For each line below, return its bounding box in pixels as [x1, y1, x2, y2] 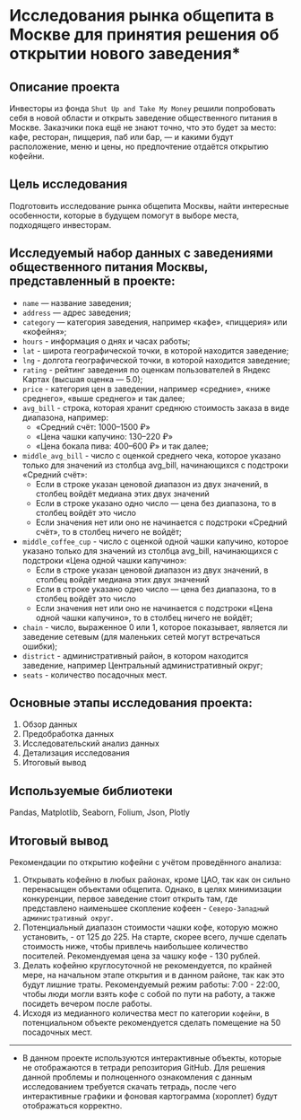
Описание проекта [9, 79, 120, 94]
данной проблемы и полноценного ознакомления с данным [21, 1072, 253, 1082]
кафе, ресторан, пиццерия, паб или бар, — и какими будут [9, 132, 234, 142]
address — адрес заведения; [21, 307, 132, 318]
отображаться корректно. [21, 1100, 123, 1111]
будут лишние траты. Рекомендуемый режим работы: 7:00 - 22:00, [21, 979, 280, 990]
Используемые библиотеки [9, 783, 173, 799]
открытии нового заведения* [9, 44, 241, 64]
